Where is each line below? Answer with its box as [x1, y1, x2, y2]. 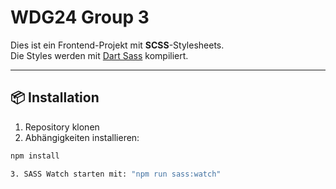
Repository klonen [24, 121, 100, 133]
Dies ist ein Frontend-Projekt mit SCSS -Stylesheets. [10, 39, 225, 51]
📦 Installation [10, 89, 100, 106]
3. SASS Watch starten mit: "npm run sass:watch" [10, 169, 222, 179]
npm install [10, 151, 60, 161]
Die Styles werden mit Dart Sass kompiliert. [10, 49, 189, 61]
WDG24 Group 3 [10, 6, 150, 29]
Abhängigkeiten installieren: [24, 131, 140, 143]
